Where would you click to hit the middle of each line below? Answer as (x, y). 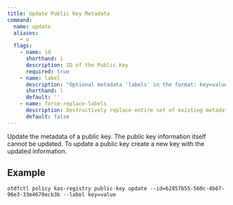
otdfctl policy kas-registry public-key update (77, 189)
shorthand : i (44, 59)
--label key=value (89, 195)
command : (20, 20)
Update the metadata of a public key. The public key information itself (107, 136)
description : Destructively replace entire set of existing (114, 110)
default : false (48, 116)
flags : (23, 46)
